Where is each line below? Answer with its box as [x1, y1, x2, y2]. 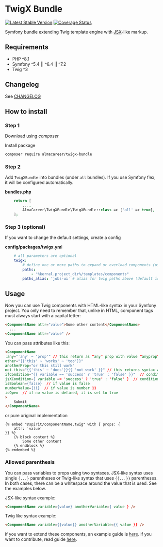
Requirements [5, 43, 49, 52]
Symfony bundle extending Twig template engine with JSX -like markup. [5, 29, 148, 35]
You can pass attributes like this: [5, 340, 70, 346]
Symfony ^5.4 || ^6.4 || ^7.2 [12, 61, 66, 67]
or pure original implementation [5, 413, 68, 419]
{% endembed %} [5, 448, 36, 453]
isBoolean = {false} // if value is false [5, 381, 90, 386]
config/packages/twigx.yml [5, 244, 63, 250]
